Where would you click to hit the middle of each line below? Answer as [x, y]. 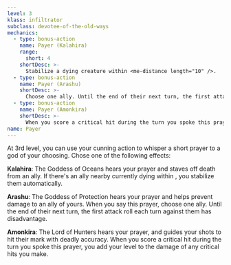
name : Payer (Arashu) [50, 84]
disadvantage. [27, 219]
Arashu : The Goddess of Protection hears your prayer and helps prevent [110, 197]
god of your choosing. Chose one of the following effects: [89, 156]
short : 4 [38, 59]
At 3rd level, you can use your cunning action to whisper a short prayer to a [114, 148]
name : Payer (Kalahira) [54, 45]
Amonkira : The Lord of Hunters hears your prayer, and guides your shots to [114, 232]
